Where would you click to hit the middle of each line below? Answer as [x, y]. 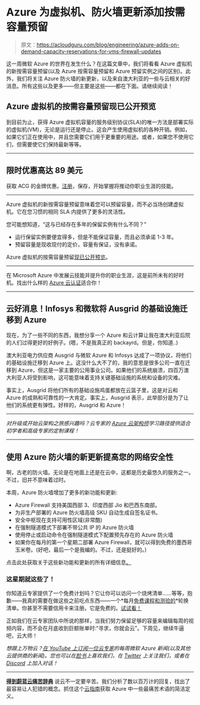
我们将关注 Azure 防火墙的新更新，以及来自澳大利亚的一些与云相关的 [101, 79]
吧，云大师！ [22, 636]
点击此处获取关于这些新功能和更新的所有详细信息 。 [69, 562]
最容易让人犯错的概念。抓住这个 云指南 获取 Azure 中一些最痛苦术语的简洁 [96, 689]
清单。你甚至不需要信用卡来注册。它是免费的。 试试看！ [74, 608]
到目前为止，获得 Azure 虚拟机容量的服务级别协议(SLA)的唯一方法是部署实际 [100, 122]
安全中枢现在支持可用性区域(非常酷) [59, 520]
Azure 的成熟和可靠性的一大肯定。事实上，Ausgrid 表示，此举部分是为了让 [98, 398]
